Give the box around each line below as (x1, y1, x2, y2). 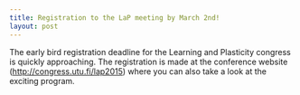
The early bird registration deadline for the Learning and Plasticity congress (9, 46, 291, 57)
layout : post (9, 22, 59, 31)
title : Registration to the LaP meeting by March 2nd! (9, 13, 220, 23)
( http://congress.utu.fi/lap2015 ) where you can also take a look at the (9, 65, 267, 77)
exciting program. (9, 75, 75, 86)
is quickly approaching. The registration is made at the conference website (9, 56, 288, 67)
